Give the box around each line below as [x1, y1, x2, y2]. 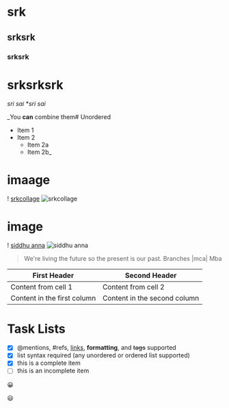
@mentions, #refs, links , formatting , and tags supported [16, 344, 176, 352]
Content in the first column [10, 294, 96, 303]
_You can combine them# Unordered [7, 113, 111, 121]
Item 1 [16, 126, 34, 134]
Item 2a [27, 141, 49, 149]
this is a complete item [16, 359, 81, 367]
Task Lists [7, 321, 66, 336]
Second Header [124, 271, 177, 281]
